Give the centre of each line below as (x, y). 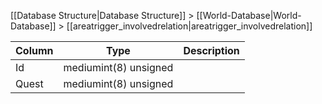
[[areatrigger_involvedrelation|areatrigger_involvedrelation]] (189, 26)
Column (34, 50)
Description (211, 50)
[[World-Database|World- (249, 15)
